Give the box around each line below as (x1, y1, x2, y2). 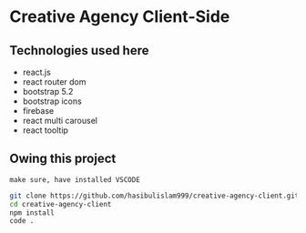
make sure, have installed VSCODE (9, 175, 141, 184)
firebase (22, 106, 55, 116)
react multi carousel (22, 116, 98, 126)
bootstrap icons (22, 96, 82, 106)
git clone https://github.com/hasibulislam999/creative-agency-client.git (9, 191, 300, 200)
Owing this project (9, 151, 117, 167)
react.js (22, 66, 52, 77)
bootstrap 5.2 (22, 86, 74, 96)
